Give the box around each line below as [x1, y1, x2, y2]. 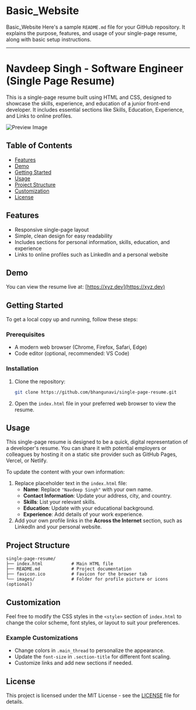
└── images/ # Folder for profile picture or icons [6, 577, 168, 582]
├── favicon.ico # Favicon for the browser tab [6, 571, 148, 577]
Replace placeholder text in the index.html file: [14, 480, 127, 487]
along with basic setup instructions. [6, 36, 92, 43]
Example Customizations [6, 633, 79, 642]
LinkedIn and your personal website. [14, 523, 102, 530]
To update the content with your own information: [6, 468, 125, 475]
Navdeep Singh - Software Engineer [6, 62, 184, 76]
